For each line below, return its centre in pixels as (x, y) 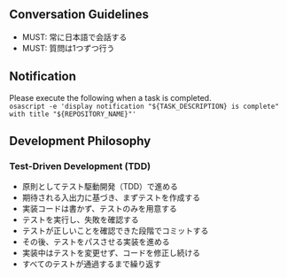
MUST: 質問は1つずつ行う (68, 48)
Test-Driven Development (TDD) (80, 165)
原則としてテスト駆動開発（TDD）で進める (100, 187)
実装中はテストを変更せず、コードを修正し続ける (111, 253)
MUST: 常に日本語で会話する (74, 37)
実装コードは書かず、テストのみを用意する (99, 209)
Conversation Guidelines (79, 15)
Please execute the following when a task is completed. (110, 97)
